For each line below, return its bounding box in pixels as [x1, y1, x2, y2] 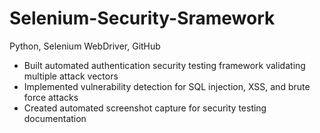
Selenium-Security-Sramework [9, 7, 276, 30]
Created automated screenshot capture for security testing [23, 102, 267, 114]
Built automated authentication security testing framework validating [23, 59, 306, 71]
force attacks [23, 91, 79, 103]
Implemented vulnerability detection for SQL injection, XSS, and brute [23, 80, 311, 92]
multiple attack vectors [23, 70, 119, 82]
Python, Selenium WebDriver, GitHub [9, 40, 161, 52]
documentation [23, 112, 87, 124]
